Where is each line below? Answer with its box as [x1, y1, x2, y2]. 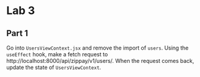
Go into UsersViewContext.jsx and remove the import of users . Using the [6, 44, 189, 51]
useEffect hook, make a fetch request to [6, 51, 108, 58]
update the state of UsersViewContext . [6, 64, 102, 71]
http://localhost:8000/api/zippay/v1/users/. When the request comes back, [6, 57, 194, 64]
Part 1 [6, 28, 29, 38]
